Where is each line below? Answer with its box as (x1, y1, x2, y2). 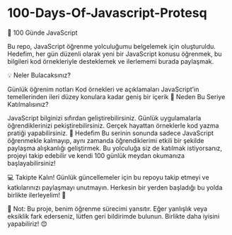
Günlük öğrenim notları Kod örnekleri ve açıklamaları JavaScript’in (7, 85, 199, 93)
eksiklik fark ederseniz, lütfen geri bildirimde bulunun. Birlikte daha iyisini (7, 212, 220, 220)
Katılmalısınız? (7, 100, 49, 108)
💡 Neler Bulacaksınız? (7, 71, 71, 79)
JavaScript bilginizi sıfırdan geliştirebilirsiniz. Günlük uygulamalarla (7, 113, 202, 122)
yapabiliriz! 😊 (7, 219, 48, 228)
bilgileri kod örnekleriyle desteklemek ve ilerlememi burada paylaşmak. (7, 57, 214, 65)
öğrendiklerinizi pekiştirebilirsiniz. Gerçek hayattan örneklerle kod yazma (7, 121, 219, 130)
